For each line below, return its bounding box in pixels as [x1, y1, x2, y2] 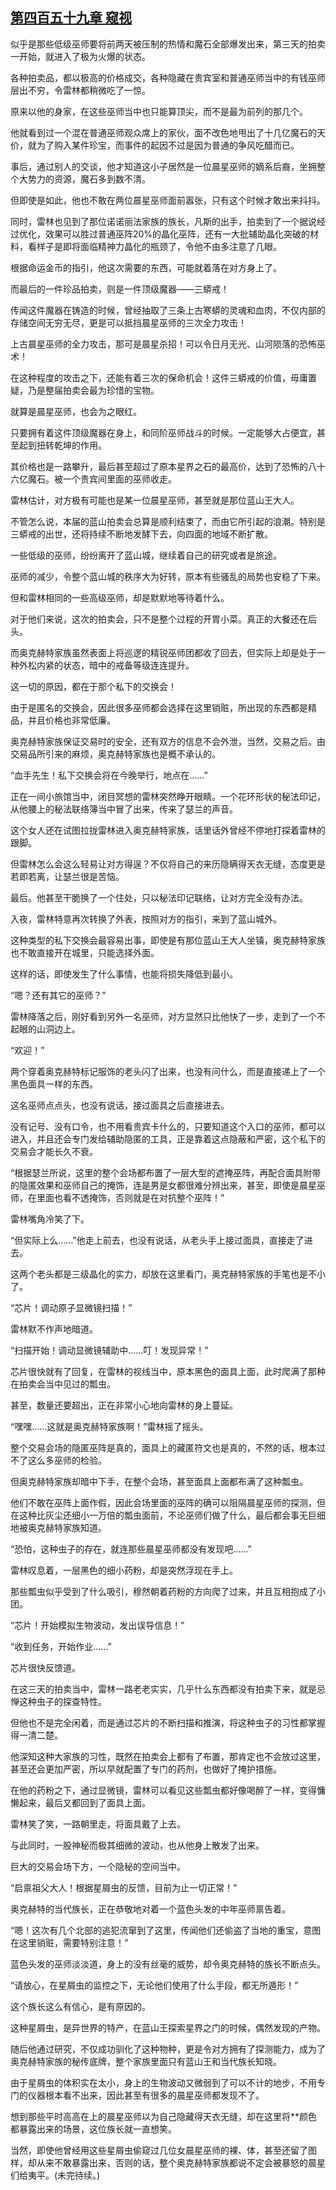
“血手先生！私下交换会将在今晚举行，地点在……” [10, 769, 208, 781]
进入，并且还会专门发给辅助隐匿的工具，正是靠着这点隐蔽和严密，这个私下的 [10, 1133, 326, 1145]
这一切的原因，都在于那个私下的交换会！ [10, 680, 177, 692]
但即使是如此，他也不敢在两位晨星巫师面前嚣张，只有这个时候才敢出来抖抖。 [10, 194, 326, 206]
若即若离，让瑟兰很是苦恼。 [10, 870, 125, 882]
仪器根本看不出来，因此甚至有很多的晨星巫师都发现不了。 [27, 2089, 265, 2101]
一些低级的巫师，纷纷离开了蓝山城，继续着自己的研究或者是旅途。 [10, 549, 282, 561]
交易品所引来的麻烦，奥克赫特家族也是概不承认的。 [10, 748, 221, 760]
